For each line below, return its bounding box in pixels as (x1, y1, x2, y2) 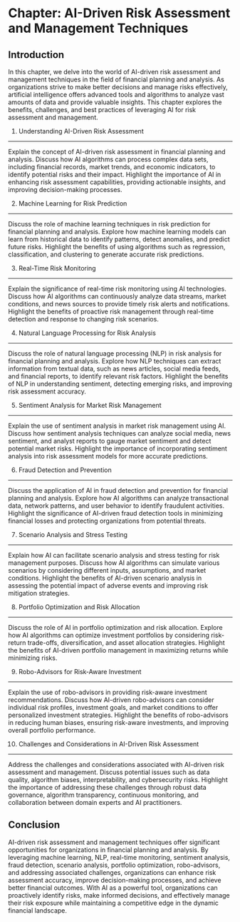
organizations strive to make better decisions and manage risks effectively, (8, 83, 228, 91)
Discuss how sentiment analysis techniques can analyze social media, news (8, 429, 231, 437)
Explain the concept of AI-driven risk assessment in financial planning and (8, 148, 226, 156)
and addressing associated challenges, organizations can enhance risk (8, 868, 216, 876)
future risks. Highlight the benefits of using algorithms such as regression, (8, 243, 226, 251)
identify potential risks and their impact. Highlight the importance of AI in (8, 170, 221, 179)
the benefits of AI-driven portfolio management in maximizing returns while (8, 646, 229, 654)
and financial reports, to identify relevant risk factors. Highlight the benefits (8, 372, 229, 380)
